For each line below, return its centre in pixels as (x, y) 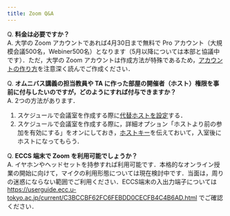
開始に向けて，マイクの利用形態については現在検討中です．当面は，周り (122, 173)
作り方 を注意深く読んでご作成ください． (77, 68)
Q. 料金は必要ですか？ (39, 34)
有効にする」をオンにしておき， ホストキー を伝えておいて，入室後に (126, 132)
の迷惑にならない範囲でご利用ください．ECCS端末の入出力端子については (112, 181)
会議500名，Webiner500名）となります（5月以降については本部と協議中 (116, 51)
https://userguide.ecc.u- (42, 189)
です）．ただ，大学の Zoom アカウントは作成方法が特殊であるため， (103, 60)
